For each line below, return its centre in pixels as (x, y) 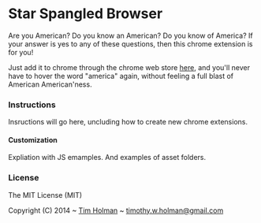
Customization (33, 139)
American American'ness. (50, 84)
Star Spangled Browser (86, 14)
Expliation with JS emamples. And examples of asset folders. (107, 158)
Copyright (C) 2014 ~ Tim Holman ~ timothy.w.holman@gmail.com (116, 210)
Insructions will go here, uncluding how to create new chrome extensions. (128, 122)
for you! (21, 52)
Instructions (32, 105)
